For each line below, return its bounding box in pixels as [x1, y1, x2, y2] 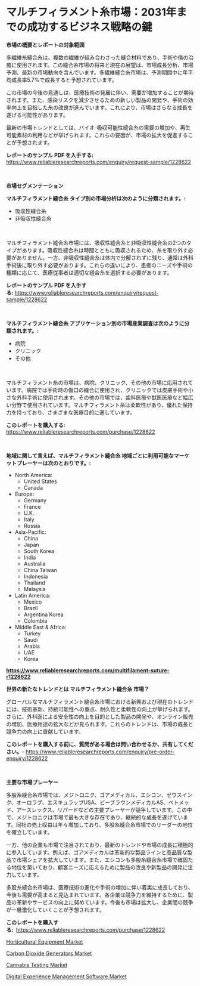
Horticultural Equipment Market [6, 938, 83, 945]
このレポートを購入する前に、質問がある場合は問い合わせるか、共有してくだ [6, 740, 193, 747]
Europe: [14, 490, 35, 497]
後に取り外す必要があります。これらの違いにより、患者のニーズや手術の [16, 261, 193, 268]
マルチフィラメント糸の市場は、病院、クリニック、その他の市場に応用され [6, 379, 188, 386]
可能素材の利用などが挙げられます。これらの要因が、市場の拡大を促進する [6, 131, 189, 138]
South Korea [23, 547, 55, 555]
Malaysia [23, 585, 46, 592]
